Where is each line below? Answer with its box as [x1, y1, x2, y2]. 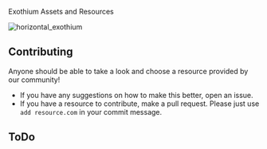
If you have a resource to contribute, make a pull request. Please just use [19, 99, 260, 108]
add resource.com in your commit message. [19, 107, 163, 116]
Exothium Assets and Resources [8, 7, 114, 16]
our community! [8, 75, 61, 84]
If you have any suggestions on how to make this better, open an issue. [19, 90, 253, 100]
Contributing [8, 45, 73, 59]
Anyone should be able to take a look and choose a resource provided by [8, 66, 249, 76]
